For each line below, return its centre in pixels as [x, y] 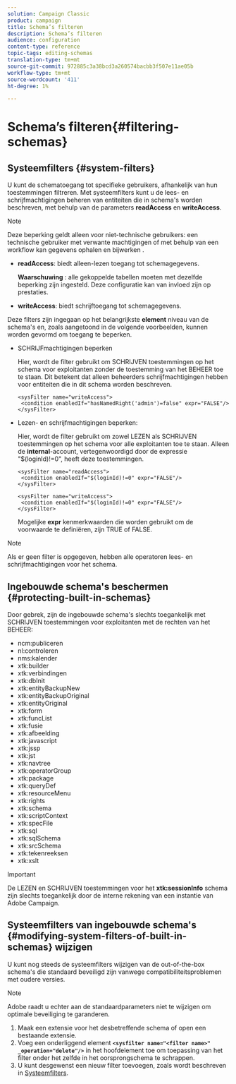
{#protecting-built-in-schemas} [79, 597]
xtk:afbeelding [38, 733]
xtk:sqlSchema [39, 838]
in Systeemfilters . [43, 1073]
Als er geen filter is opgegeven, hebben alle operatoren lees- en [100, 557]
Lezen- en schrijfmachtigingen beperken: [77, 423]
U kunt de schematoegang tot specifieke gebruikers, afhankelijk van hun [112, 185]
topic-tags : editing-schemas [50, 54]
